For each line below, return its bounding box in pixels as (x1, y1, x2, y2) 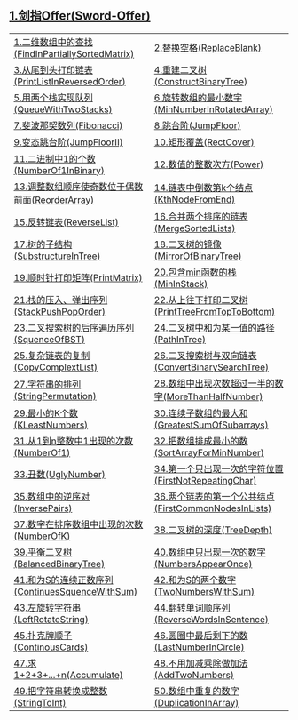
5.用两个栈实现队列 (13, 92, 93, 104)
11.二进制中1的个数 (13, 152, 96, 164)
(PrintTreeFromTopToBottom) (153, 305, 276, 317)
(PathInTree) (153, 332, 207, 345)
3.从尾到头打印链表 (13, 63, 93, 76)
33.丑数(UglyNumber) (13, 468, 106, 480)
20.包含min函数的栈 (153, 266, 237, 278)
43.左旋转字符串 (13, 601, 82, 613)
